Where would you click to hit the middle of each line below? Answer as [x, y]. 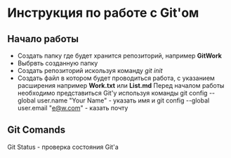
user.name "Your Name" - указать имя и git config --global [124, 100]
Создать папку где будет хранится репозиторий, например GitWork [120, 55]
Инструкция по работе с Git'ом [103, 13]
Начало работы [43, 39]
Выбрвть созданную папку [58, 63]
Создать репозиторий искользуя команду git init [90, 71]
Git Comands [36, 130]
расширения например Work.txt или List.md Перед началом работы [121, 85]
